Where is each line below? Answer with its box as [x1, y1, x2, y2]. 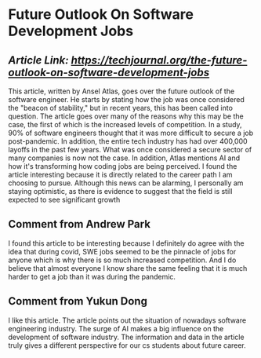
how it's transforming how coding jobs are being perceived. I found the [8, 162, 237, 170]
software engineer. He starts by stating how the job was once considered [8, 95, 245, 104]
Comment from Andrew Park [8, 217, 151, 231]
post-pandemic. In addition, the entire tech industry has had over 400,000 [8, 137, 248, 146]
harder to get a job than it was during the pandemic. [8, 272, 176, 281]
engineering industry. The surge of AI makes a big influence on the [8, 323, 224, 333]
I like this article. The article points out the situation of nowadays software [8, 316, 247, 325]
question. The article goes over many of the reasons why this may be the [8, 111, 245, 121]
